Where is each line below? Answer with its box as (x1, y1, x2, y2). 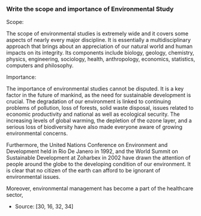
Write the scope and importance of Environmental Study (6, 5, 174, 13)
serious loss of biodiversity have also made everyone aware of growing (6, 124, 183, 131)
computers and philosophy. (6, 62, 74, 69)
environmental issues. (6, 173, 61, 181)
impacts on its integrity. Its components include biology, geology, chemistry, (6, 49, 194, 56)
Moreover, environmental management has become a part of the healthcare (6, 185, 194, 192)
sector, (6, 191, 23, 199)
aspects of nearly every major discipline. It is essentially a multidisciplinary (6, 37, 191, 44)
